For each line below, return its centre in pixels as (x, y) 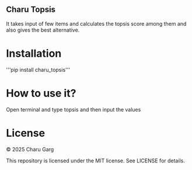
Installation (34, 53)
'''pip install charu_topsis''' (38, 70)
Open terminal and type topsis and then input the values (74, 109)
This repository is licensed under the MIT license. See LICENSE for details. (95, 161)
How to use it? (41, 93)
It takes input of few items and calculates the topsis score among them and (96, 23)
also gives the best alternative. (43, 30)
